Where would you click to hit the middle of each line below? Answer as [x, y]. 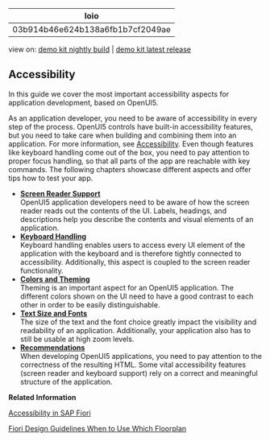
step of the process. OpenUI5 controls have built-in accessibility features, [131, 126]
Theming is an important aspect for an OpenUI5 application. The [127, 287]
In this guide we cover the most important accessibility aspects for [119, 94]
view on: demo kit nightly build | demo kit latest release [100, 49]
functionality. [42, 270]
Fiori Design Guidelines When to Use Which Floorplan [98, 428]
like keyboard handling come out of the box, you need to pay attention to [129, 152]
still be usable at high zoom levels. [77, 339]
